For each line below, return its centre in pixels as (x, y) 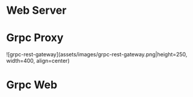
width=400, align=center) (38, 61)
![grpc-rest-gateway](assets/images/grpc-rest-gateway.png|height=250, (97, 54)
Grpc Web (32, 85)
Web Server (36, 10)
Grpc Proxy (35, 38)
